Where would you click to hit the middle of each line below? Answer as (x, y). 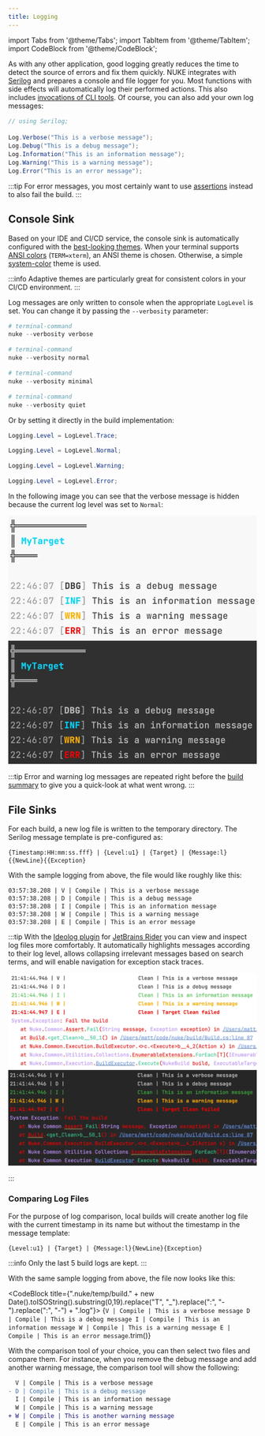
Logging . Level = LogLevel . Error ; (63, 481)
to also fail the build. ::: (45, 194)
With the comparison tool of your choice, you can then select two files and (129, 1350)
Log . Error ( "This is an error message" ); (76, 171)
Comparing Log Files (49, 1199)
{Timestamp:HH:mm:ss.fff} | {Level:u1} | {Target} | (97, 853)
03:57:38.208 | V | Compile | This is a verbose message (104, 891)
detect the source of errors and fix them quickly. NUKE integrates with (122, 72)
